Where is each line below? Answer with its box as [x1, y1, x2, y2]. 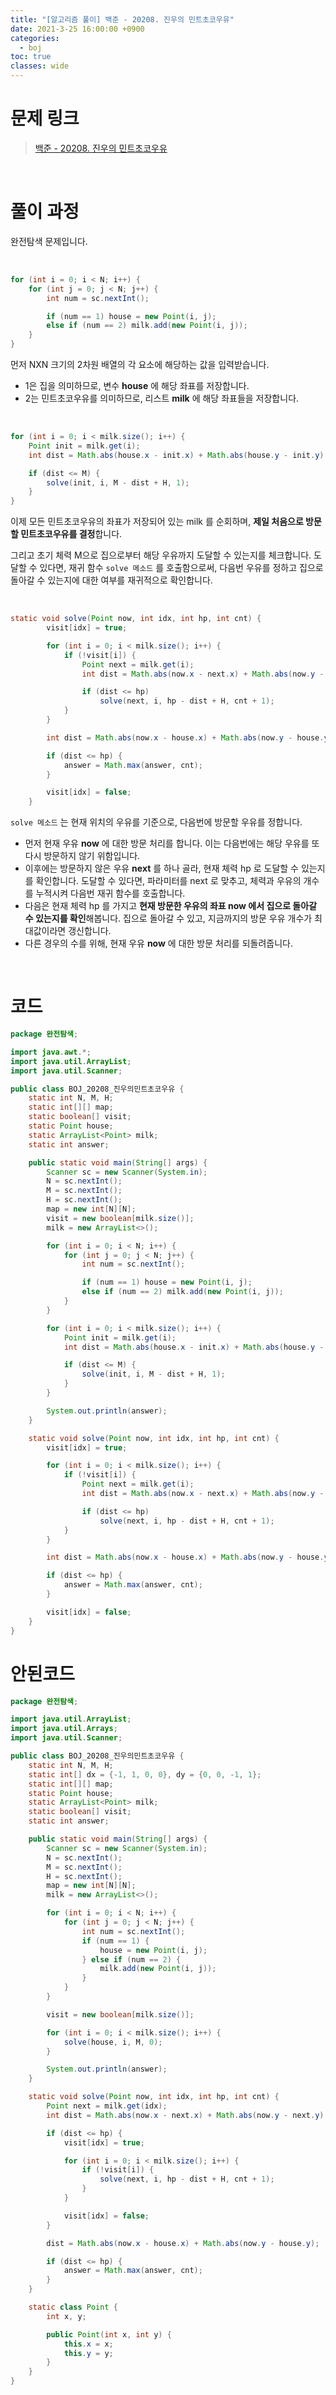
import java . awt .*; [10, 1047, 92, 1057]
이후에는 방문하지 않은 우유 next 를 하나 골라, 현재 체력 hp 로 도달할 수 [24, 862, 299, 875]
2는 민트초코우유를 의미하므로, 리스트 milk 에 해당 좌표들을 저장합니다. [24, 392, 300, 404]
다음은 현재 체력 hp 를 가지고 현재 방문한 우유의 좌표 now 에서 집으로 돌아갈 [24, 900, 318, 912]
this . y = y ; [63, 2348, 114, 2358]
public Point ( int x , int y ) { [46, 2329, 172, 2340]
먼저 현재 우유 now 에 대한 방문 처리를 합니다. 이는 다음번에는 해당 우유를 [24, 837, 310, 850]
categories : [10, 33, 60, 43]
